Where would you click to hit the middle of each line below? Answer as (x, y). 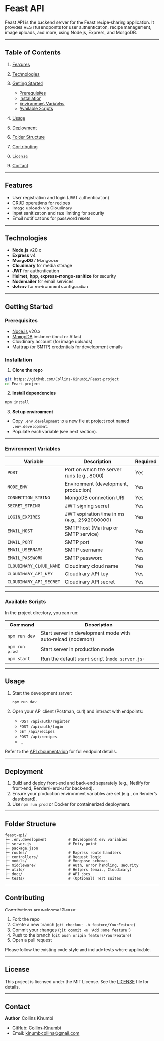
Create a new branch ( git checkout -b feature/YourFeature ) (74, 924)
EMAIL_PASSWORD (25, 558)
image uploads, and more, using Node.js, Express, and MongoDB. (71, 32)
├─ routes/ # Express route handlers (63, 852)
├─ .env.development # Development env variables (66, 839)
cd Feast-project (23, 384)
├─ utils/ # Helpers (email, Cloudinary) (69, 870)
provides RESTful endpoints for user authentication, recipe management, (78, 27)
